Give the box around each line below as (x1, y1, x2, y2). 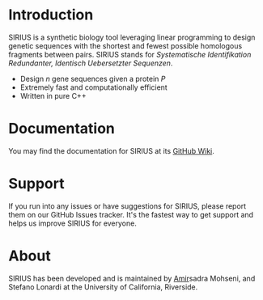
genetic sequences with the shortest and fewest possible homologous (8, 40, 243, 50)
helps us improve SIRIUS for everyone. (8, 218, 138, 228)
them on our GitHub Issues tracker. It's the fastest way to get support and (8, 209, 253, 219)
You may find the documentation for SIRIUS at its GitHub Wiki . (8, 146, 214, 155)
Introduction (8, 6, 94, 24)
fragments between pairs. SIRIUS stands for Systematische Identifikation (8, 49, 252, 59)
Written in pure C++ (19, 91, 87, 100)
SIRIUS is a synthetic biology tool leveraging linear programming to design (8, 32, 256, 42)
